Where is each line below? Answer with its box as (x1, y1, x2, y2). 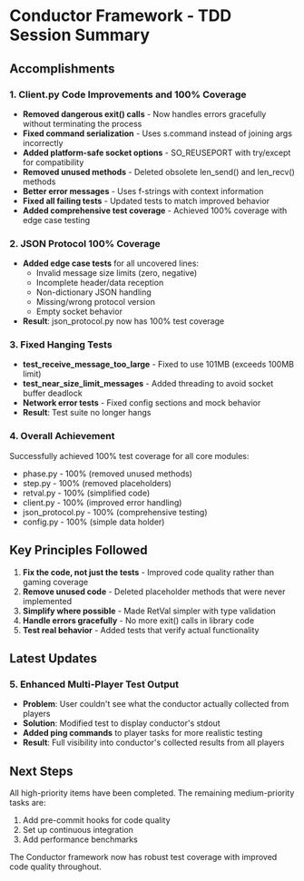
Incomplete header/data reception (35, 278, 164, 289)
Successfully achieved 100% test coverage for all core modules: (9, 450, 250, 461)
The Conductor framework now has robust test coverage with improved (9, 852, 278, 863)
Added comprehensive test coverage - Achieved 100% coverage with (22, 205, 288, 216)
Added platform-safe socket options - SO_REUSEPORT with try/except (22, 147, 291, 158)
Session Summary (9, 24, 151, 45)
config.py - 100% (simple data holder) (22, 516, 165, 527)
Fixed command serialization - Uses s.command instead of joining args (22, 128, 293, 139)
